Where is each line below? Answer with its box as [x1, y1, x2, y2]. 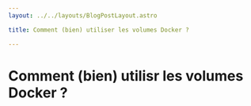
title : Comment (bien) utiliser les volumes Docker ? [8, 25, 190, 34]
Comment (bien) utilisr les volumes [8, 66, 244, 85]
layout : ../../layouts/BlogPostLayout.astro [8, 11, 158, 20]
